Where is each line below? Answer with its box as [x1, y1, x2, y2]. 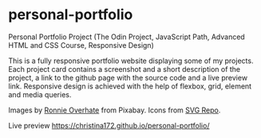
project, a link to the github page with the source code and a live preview [8, 73, 248, 82]
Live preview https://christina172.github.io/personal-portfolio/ [8, 120, 210, 130]
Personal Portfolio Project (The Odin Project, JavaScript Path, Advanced [8, 32, 245, 41]
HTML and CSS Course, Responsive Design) [8, 40, 154, 49]
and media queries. [8, 89, 72, 99]
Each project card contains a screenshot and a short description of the [8, 64, 241, 73]
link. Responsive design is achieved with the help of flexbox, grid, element [8, 81, 252, 91]
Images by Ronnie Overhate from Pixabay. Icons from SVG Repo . [8, 105, 221, 115]
